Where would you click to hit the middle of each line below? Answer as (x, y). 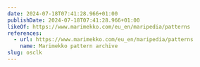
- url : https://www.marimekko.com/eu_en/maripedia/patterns (104, 40)
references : (25, 33)
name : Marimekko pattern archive (69, 46)
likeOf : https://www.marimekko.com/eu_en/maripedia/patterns (99, 27)
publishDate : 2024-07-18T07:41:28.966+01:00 (74, 20)
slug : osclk (25, 53)
